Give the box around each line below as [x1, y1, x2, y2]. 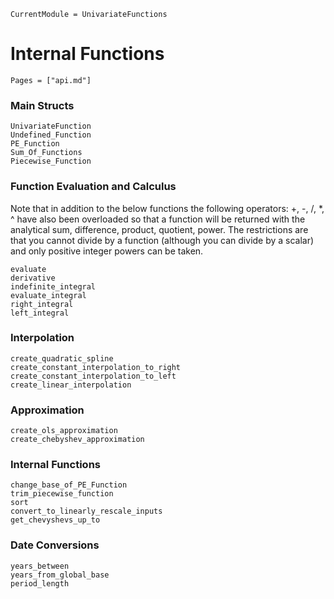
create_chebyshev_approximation [10, 435, 145, 445]
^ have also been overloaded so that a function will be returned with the [10, 213, 306, 225]
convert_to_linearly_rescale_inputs [10, 506, 163, 517]
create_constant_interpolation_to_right [10, 362, 182, 372]
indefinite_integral [10, 281, 97, 292]
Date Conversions [10, 538, 100, 552]
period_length [10, 578, 70, 589]
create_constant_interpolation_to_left [10, 371, 177, 381]
